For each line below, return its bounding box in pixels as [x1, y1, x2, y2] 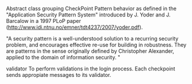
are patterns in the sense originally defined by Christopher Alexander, [6, 48, 174, 55]
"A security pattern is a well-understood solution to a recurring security [6, 35, 179, 42]
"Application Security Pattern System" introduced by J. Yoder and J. [6, 11, 171, 18]
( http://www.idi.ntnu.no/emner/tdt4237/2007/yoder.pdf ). [6, 23, 143, 31]
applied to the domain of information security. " [6, 54, 120, 61]
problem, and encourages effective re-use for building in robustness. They [6, 41, 187, 48]
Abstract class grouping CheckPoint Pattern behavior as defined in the [6, 5, 177, 12]
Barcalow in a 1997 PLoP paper [6, 18, 81, 24]
